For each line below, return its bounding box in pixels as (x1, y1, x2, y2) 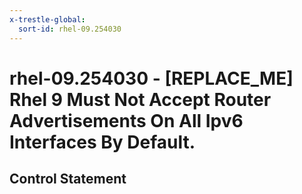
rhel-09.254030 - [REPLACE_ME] (9, 67, 294, 90)
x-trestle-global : (9, 14, 86, 25)
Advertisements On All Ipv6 (9, 109, 244, 132)
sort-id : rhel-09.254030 (18, 24, 122, 34)
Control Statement (9, 171, 127, 188)
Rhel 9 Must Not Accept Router (9, 88, 272, 111)
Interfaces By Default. (9, 131, 196, 153)
